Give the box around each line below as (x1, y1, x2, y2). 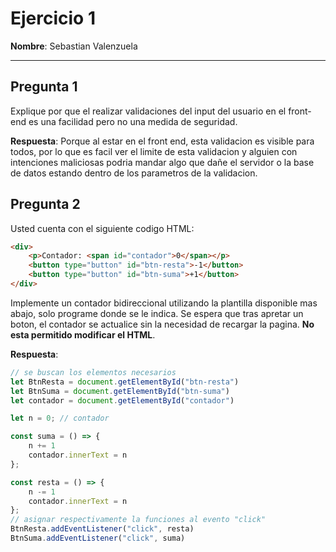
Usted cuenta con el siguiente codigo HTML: (10, 222, 195, 234)
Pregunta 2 (10, 196, 81, 213)
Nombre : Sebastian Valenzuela (10, 40, 138, 52)
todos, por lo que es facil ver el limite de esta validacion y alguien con (10, 145, 298, 157)
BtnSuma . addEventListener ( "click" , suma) (10, 533, 186, 544)
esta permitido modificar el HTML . (10, 328, 156, 341)
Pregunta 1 (10, 78, 78, 96)
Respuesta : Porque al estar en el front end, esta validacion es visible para (10, 135, 315, 147)
